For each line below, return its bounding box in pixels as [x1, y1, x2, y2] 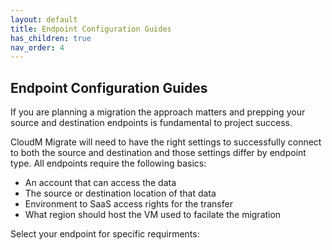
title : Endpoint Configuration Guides [10, 24, 172, 34]
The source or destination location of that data [24, 187, 217, 200]
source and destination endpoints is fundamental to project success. [10, 117, 293, 129]
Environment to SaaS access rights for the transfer [24, 198, 233, 210]
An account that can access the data [24, 177, 177, 189]
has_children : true [10, 33, 92, 43]
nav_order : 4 [10, 42, 65, 53]
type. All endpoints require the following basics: [10, 157, 207, 170]
